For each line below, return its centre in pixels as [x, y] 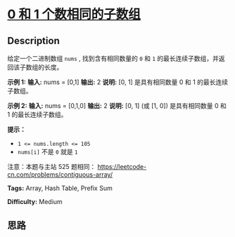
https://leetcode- [122, 167]
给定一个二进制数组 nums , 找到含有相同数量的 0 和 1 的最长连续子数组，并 [113, 58]
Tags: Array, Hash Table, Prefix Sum [60, 188]
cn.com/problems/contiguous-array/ [60, 175]
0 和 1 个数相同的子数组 [74, 14]
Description [33, 40]
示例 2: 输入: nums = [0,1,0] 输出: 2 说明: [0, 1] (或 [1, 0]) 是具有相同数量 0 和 [117, 106]
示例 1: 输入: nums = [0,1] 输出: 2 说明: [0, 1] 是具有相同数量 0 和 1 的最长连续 [118, 82]
